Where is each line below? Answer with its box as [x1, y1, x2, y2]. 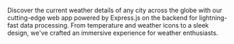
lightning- [199, 13, 228, 22]
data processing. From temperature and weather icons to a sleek [20, 21, 209, 29]
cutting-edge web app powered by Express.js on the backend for [7, 13, 198, 22]
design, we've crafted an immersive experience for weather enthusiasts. [7, 28, 218, 37]
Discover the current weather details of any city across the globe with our [7, 6, 223, 14]
